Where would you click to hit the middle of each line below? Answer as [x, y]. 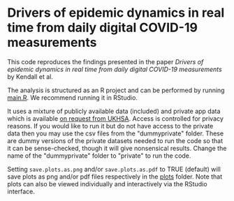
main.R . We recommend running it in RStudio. [73, 97]
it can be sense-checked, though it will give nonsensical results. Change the [117, 148]
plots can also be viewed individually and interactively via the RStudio [107, 184]
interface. [21, 191]
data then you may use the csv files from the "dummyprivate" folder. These [116, 133]
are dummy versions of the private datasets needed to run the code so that [115, 140]
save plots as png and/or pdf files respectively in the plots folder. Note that [115, 177]
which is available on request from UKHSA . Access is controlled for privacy [115, 118]
